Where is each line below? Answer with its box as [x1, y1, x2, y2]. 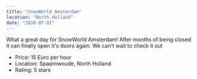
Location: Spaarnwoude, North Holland [14, 60, 111, 67]
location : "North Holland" [6, 14, 74, 20]
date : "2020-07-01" [6, 20, 55, 26]
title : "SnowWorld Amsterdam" [6, 8, 82, 15]
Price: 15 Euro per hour [14, 54, 72, 61]
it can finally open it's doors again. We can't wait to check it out [6, 42, 163, 49]
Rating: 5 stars [14, 67, 51, 74]
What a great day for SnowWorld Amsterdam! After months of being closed [6, 36, 192, 43]
